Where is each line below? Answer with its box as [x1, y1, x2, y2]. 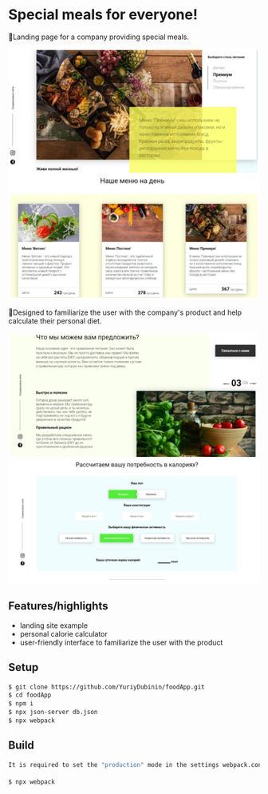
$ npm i [8, 700, 34, 708]
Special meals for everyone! [8, 6, 198, 24]
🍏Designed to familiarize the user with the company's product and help [8, 308, 242, 317]
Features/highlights [8, 599, 108, 613]
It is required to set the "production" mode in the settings [8, 760, 219, 768]
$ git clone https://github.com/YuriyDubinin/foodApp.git [8, 683, 205, 691]
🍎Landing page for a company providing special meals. [8, 32, 190, 42]
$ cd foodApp [8, 691, 52, 700]
